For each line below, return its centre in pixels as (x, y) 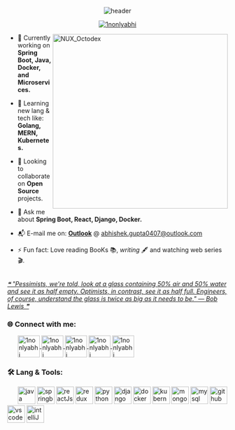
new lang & (34, 111)
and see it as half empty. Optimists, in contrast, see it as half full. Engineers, (117, 291)
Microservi (34, 82)
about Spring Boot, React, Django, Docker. (79, 219)
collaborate (34, 176)
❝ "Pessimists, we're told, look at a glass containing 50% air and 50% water (117, 284)
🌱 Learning (33, 103)
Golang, (29, 125)
